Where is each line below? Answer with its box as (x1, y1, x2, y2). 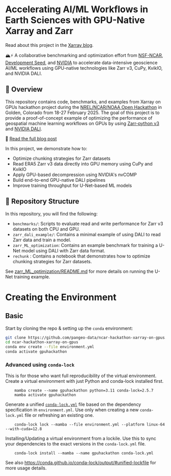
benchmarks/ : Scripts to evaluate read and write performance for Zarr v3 (12, 220, 163, 227)
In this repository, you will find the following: (5, 210, 98, 217)
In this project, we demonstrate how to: (5, 145, 88, 151)
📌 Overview (5, 85, 43, 94)
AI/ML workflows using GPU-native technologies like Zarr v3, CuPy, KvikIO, (5, 65, 163, 71)
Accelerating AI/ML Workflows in (5, 4, 149, 15)
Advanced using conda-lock (5, 361, 75, 368)
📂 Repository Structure (5, 197, 79, 206)
